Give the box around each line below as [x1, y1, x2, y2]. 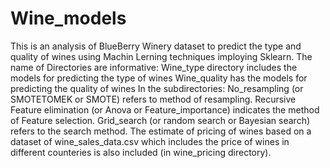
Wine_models [10, 7, 127, 30]
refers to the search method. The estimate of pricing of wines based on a [10, 125, 312, 137]
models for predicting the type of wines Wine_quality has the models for [10, 72, 308, 84]
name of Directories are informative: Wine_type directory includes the [10, 61, 298, 73]
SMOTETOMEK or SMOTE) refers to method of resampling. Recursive [10, 93, 297, 105]
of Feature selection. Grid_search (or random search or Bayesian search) [10, 114, 311, 126]
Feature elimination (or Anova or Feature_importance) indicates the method [10, 103, 320, 116]
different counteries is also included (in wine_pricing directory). [10, 146, 272, 158]
